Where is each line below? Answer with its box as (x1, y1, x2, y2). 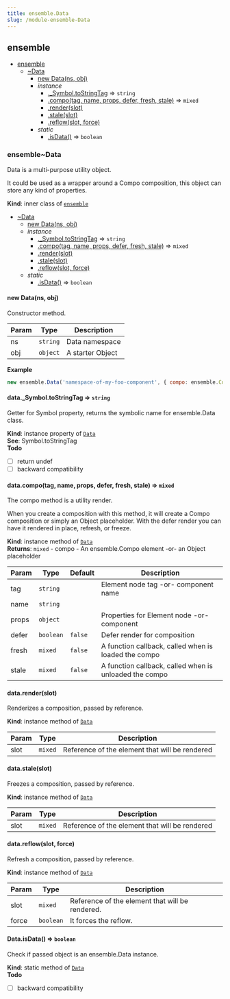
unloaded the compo (101, 669, 168, 679)
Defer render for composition (101, 630, 195, 640)
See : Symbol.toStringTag (7, 436, 77, 445)
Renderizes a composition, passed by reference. (7, 704, 144, 713)
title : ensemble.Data (7, 10, 69, 17)
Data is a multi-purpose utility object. (7, 165, 112, 173)
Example (7, 365, 33, 373)
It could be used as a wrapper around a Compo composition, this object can (7, 179, 221, 187)
